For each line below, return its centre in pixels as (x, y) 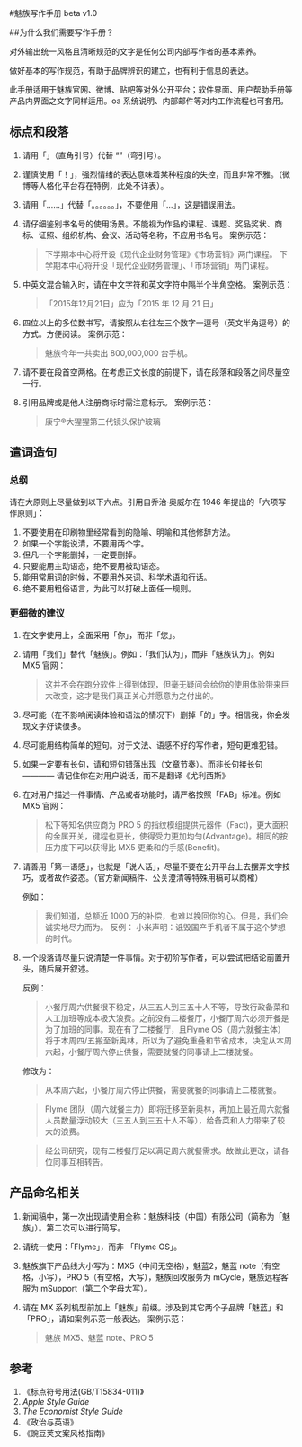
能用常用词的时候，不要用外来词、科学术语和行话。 (117, 577)
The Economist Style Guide (73, 1411)
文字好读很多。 (58, 725)
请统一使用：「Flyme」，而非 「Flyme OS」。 (102, 1247)
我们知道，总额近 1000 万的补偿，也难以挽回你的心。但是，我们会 (166, 916)
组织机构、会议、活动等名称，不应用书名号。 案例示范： (165, 235)
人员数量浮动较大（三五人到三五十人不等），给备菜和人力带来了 (161, 1120)
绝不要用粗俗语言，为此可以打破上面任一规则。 (109, 588)
